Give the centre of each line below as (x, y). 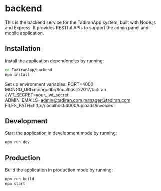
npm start (15, 183)
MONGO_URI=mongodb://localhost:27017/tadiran (56, 89)
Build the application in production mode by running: (59, 170)
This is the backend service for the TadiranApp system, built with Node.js (81, 22)
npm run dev (17, 142)
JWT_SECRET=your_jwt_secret (37, 95)
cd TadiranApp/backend (29, 70)
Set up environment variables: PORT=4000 (49, 84)
